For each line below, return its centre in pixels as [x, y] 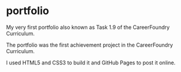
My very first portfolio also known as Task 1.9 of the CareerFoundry [88, 27]
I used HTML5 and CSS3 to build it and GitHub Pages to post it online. [91, 63]
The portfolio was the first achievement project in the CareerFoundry [90, 45]
